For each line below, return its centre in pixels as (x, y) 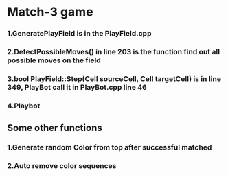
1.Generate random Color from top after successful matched (110, 147)
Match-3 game (50, 12)
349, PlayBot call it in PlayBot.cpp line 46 (77, 87)
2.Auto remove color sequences (62, 166)
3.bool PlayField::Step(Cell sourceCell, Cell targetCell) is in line (114, 78)
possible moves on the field (54, 60)
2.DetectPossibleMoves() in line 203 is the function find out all (114, 52)
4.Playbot (24, 106)
